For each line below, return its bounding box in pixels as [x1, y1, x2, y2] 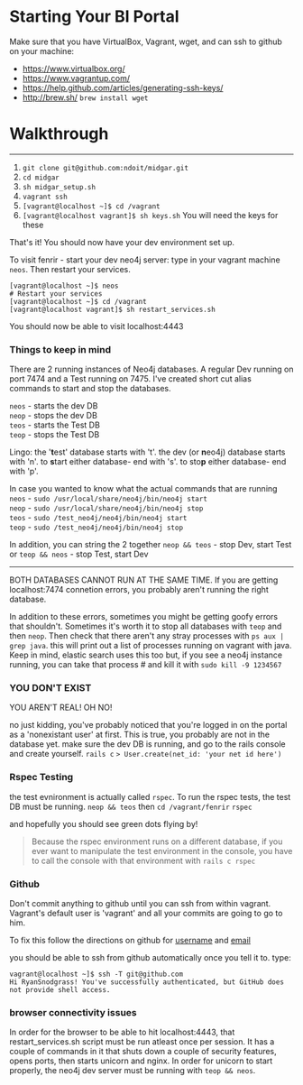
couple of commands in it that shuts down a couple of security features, [9, 1046, 277, 1057]
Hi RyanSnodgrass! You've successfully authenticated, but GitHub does [9, 978, 284, 987]
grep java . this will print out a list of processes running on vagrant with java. [9, 640, 292, 651]
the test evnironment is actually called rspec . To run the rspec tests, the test [9, 791, 291, 802]
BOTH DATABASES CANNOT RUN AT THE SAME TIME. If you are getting [9, 575, 279, 585]
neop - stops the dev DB [9, 410, 97, 421]
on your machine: [9, 45, 75, 56]
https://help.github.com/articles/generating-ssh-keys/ [22, 82, 224, 93]
